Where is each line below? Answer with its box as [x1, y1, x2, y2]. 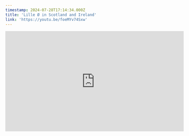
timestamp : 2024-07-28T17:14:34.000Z [5, 7, 86, 13]
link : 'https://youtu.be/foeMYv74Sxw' [5, 17, 88, 22]
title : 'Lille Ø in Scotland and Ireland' [5, 12, 97, 17]
